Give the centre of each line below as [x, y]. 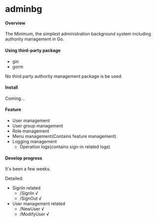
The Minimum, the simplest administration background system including [78, 34]
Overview [15, 23]
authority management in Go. [35, 39]
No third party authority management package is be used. [64, 76]
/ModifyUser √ [34, 214]
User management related [39, 204]
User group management [38, 126]
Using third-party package [33, 50]
